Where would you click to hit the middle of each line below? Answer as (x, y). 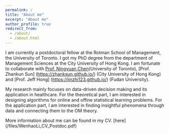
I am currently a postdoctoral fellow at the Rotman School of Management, (83, 52)
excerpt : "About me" (27, 19)
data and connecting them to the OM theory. (52, 110)
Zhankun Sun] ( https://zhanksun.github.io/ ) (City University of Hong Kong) (83, 74)
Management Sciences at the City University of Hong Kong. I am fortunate (83, 63)
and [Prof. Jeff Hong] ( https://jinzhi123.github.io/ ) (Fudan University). (77, 79)
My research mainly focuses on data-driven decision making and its (76, 89)
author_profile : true (28, 24)
